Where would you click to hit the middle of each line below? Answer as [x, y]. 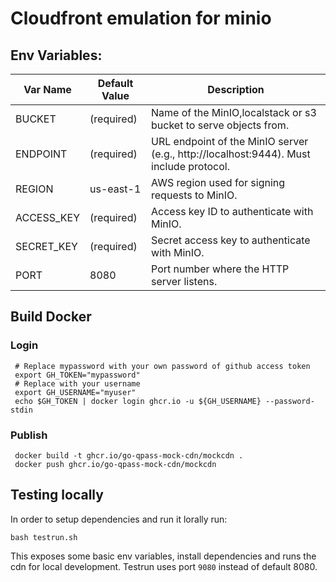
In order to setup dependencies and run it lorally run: [119, 519]
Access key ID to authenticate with [232, 211]
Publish [29, 435]
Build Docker [51, 317]
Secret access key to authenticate [231, 240]
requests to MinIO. [194, 195]
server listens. [184, 281]
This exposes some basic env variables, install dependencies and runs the [163, 556]
